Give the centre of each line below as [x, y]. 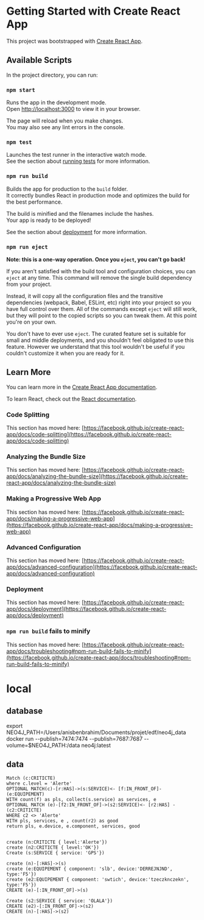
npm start [21, 90]
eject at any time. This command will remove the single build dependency [99, 277]
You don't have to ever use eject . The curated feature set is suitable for [96, 333]
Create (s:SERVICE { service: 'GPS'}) [55, 853]
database [25, 711]
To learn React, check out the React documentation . [72, 399]
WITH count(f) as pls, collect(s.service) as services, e [81, 800]
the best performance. [34, 202]
